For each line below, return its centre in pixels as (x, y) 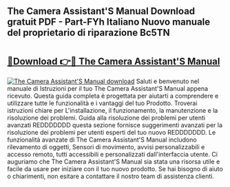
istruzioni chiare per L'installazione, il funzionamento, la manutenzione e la (113, 110)
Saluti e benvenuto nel (168, 81)
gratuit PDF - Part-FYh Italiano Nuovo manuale (109, 22)
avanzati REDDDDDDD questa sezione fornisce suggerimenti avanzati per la (115, 125)
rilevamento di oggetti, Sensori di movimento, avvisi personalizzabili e (106, 147)
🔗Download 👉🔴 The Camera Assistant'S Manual (114, 61)
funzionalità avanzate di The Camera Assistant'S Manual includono (102, 140)
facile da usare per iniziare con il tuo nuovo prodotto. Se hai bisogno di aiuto (115, 169)
